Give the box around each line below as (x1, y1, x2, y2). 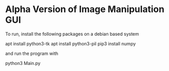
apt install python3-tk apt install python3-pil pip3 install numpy (5, 40, 136, 46)
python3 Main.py (5, 60, 40, 66)
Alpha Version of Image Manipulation (5, 4, 164, 15)
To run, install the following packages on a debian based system (5, 31, 139, 37)
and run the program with (5, 50, 58, 56)
